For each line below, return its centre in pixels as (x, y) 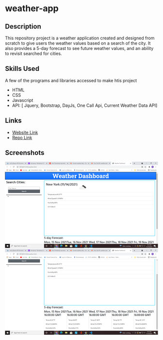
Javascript (23, 100)
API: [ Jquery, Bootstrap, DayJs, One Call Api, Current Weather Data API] (85, 105)
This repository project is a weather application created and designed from (80, 38)
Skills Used (22, 69)
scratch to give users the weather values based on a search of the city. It (78, 43)
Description (23, 26)
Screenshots (25, 153)
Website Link (25, 132)
